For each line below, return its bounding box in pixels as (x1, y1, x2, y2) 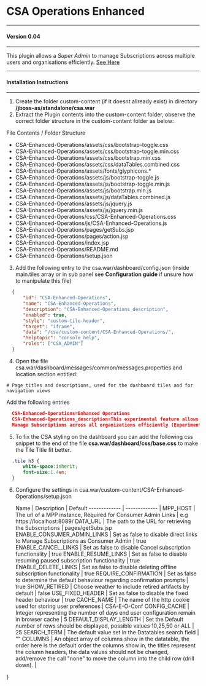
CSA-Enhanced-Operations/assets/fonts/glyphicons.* (15, 167, 151, 175)
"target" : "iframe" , (22, 323, 75, 329)
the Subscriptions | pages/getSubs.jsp (15, 524, 112, 532)
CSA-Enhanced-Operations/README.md (15, 246, 118, 253)
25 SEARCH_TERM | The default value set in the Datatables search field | (15, 629, 199, 636)
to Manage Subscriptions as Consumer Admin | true (15, 537, 147, 545)
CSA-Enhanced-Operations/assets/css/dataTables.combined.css (15, 161, 180, 168)
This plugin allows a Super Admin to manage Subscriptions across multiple (6, 52, 195, 60)
